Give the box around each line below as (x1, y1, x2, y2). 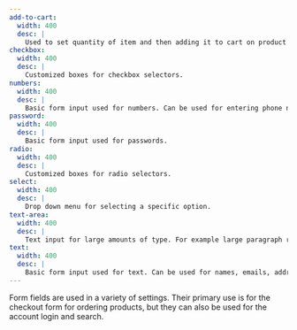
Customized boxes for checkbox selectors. (25, 71, 184, 80)
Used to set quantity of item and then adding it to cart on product (25, 37, 287, 47)
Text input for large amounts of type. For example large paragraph (25, 235, 283, 244)
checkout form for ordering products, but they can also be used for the (9, 302, 268, 312)
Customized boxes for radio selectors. (25, 169, 172, 178)
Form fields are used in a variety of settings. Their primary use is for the (9, 292, 271, 303)
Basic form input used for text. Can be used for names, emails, (25, 268, 271, 277)
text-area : (9, 210, 49, 219)
